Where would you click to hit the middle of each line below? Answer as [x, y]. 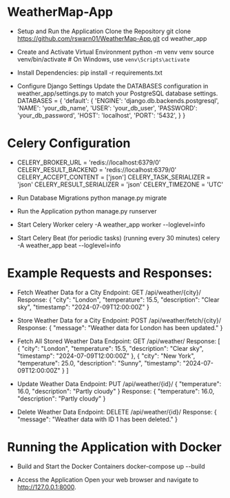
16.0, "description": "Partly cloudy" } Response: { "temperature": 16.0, [116, 391]
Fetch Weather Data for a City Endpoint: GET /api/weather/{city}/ [109, 292]
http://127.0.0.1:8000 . [47, 487]
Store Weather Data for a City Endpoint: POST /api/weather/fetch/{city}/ [119, 320]
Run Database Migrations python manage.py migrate [92, 198]
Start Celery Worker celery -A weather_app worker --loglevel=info [111, 224]
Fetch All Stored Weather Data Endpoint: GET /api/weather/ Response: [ [118, 341]
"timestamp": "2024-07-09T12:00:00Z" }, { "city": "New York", [106, 356]
